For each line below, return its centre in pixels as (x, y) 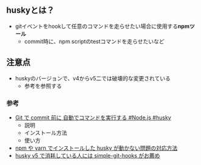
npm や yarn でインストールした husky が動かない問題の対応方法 (96, 148)
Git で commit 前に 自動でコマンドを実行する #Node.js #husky (93, 118)
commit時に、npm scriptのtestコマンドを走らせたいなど (94, 41)
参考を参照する (43, 86)
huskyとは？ (30, 10)
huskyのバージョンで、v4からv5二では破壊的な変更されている (93, 78)
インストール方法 (46, 133)
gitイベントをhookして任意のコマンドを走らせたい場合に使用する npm (102, 26)
